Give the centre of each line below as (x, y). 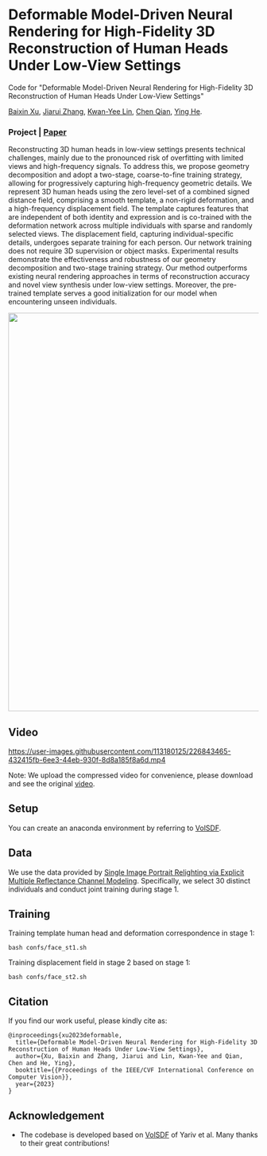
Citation (29, 1001)
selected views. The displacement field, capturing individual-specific (121, 234)
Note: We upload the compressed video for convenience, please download (131, 775)
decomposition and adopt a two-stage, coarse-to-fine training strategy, (125, 175)
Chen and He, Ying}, (43, 1064)
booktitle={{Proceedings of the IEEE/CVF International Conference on (135, 1070)
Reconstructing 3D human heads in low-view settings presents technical (127, 150)
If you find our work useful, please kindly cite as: (88, 1021)
